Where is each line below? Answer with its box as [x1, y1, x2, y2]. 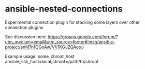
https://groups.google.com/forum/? [47, 34, 118, 40]
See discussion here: [5, 34, 47, 40]
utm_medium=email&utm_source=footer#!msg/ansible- [5, 39, 115, 44]
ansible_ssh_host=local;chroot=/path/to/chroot [5, 58, 99, 64]
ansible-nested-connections [5, 3, 123, 14]
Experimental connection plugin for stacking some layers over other [5, 19, 140, 25]
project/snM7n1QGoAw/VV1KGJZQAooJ [5, 44, 84, 50]
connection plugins [5, 24, 43, 30]
